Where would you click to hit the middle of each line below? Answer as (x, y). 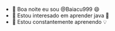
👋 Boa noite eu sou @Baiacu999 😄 (56, 9)
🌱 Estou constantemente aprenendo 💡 (59, 22)
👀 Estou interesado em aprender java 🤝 (61, 15)
